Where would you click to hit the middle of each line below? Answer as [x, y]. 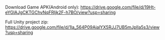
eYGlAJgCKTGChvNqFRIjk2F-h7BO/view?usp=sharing [60, 12]
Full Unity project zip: [27, 22]
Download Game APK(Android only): [42, 7]
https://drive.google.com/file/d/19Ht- [118, 7]
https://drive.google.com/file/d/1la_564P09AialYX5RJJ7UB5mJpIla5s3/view [82, 27]
